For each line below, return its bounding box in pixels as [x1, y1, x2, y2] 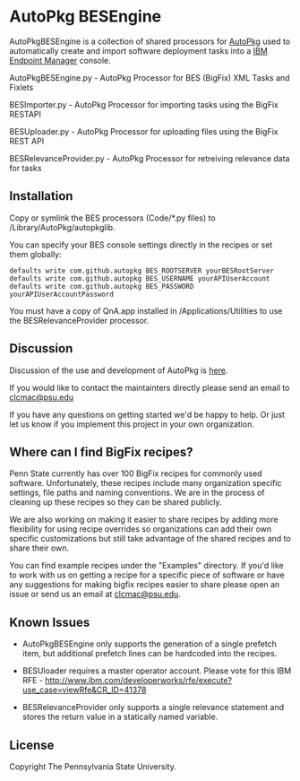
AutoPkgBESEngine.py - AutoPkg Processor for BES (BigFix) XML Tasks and [9, 72, 290, 82]
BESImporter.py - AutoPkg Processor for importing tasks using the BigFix [9, 99, 279, 109]
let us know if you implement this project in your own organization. [9, 419, 255, 430]
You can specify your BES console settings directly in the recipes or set [9, 239, 273, 250]
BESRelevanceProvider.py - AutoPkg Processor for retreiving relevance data [9, 152, 290, 163]
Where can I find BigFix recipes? [9, 444, 193, 459]
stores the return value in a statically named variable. [21, 711, 219, 723]
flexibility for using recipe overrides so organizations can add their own [9, 524, 272, 534]
